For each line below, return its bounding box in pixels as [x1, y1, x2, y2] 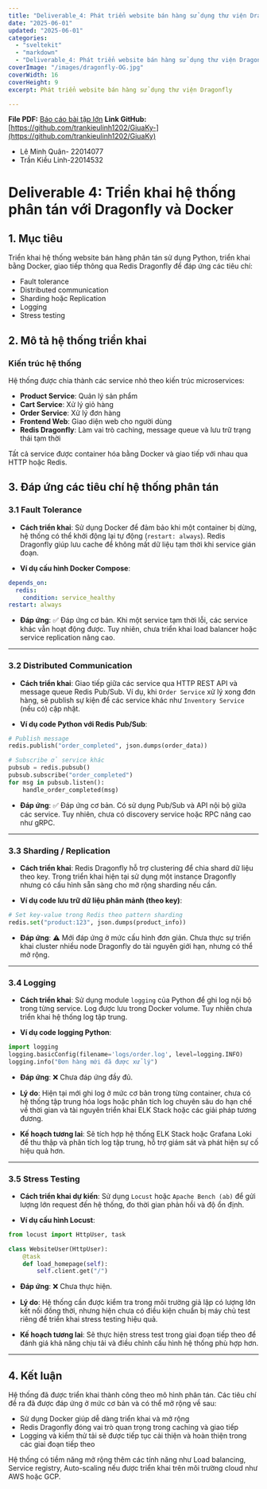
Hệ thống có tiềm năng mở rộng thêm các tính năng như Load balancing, [8, 1455, 246, 1464]
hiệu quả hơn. [19, 1146, 65, 1155]
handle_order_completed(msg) [22, 786, 119, 793]
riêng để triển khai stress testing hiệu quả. [19, 1315, 158, 1324]
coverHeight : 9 [8, 78, 59, 86]
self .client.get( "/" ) [37, 1268, 109, 1275]
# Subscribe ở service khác [8, 756, 105, 765]
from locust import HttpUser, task [8, 1230, 126, 1239]
